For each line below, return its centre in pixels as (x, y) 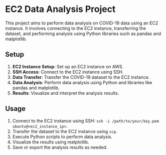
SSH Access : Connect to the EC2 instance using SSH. (68, 72)
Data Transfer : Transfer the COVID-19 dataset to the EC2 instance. (81, 77)
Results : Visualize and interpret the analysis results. (66, 93)
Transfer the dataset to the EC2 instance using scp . (65, 131)
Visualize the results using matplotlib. (51, 142)
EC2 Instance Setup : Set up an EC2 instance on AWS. (68, 66)
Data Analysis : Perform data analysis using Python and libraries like (82, 82)
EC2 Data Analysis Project (60, 9)
